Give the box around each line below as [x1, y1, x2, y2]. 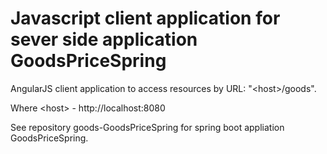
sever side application [10, 28, 198, 51]
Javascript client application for [10, 7, 281, 30]
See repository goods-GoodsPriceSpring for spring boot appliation [10, 121, 285, 133]
